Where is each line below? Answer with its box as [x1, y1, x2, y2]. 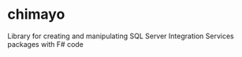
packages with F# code [7, 39, 84, 48]
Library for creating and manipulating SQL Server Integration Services [7, 31, 234, 41]
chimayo [7, 5, 65, 23]
